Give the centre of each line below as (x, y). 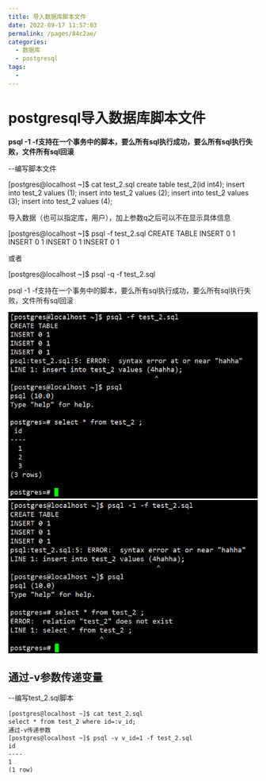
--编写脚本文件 (32, 168)
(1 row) (21, 770)
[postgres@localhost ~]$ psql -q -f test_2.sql (82, 274)
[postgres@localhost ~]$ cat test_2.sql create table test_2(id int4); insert (127, 184)
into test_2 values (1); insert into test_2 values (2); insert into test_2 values (129, 192)
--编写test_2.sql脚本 (41, 698)
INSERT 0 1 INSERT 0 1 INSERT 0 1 (64, 241)
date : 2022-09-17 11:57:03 (53, 25)
